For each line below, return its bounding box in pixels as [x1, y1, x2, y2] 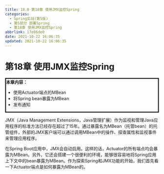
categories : [5, 12, 29, 17]
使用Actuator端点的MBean [13, 89, 66, 95]
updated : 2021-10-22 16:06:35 [5, 39, 67, 44]
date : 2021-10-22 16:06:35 [5, 35, 60, 39]
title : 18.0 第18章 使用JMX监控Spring [5, 7, 80, 12]
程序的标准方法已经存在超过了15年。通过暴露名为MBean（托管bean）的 [9, 123, 154, 129]
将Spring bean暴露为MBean [13, 95, 69, 101]
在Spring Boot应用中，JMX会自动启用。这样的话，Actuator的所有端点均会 [5, 145, 154, 151]
